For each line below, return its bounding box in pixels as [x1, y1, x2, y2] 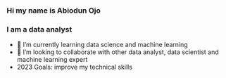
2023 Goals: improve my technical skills [16, 63, 133, 72]
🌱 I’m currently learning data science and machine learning [16, 41, 188, 49]
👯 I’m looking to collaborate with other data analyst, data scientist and [16, 48, 219, 56]
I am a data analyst [6, 24, 73, 34]
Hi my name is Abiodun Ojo [6, 6, 101, 15]
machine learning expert [16, 56, 88, 64]
